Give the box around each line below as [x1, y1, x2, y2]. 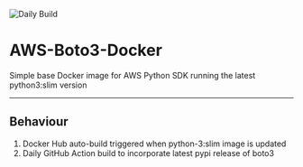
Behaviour [9, 114, 69, 130]
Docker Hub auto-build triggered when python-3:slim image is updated [22, 138, 287, 149]
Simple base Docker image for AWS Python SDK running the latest [9, 70, 256, 80]
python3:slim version [9, 79, 87, 90]
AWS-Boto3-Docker [9, 41, 162, 60]
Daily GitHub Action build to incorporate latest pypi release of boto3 [22, 147, 275, 158]
